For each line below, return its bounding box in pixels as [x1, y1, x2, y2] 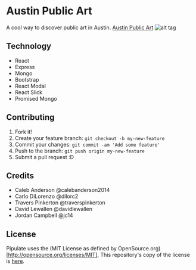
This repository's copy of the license [100, 252, 191, 259]
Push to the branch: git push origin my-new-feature [14, 147, 145, 154]
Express [14, 63, 35, 70]
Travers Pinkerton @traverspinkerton [14, 199, 105, 206]
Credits [6, 170, 35, 181]
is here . [6, 257, 25, 265]
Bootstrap [14, 76, 39, 83]
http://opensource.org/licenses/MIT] [8, 252, 98, 259]
